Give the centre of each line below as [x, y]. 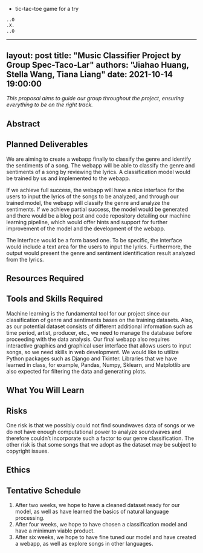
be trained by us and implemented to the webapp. [68, 178]
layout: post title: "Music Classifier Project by [94, 56]
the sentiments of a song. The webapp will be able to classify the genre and [101, 165]
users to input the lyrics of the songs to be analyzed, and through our [93, 196]
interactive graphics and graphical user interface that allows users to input [99, 345]
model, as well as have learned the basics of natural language [92, 512]
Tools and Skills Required [55, 299]
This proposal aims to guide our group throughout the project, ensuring [95, 99]
